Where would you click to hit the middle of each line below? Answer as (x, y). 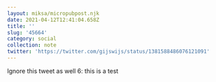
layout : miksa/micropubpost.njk (53, 13)
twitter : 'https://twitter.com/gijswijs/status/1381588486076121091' (109, 52)
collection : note (32, 45)
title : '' (21, 26)
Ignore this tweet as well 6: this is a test (63, 71)
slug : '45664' (27, 32)
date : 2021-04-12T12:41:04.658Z (53, 20)
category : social (32, 39)
